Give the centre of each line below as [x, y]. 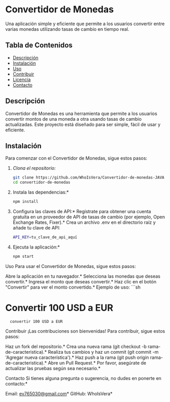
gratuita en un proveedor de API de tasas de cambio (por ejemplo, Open [89, 217]
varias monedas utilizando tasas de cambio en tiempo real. [67, 29]
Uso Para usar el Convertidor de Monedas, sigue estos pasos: [71, 266]
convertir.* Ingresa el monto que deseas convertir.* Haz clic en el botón [81, 281]
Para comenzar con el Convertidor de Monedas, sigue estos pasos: [76, 158]
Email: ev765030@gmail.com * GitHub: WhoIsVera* [59, 393]
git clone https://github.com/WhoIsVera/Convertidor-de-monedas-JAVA [89, 178]
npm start [23, 256]
